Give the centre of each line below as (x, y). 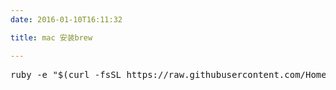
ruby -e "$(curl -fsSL (66, 74)
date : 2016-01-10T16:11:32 (66, 19)
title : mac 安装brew (51, 37)
